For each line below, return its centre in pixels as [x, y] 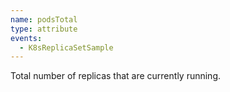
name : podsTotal [44, 19]
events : [26, 38]
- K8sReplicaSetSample [66, 47]
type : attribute [44, 29]
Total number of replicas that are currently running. [116, 76]
